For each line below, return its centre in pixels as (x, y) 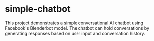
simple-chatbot (38, 9)
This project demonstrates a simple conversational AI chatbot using (74, 23)
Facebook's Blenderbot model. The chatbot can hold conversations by (77, 28)
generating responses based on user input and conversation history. (75, 33)
